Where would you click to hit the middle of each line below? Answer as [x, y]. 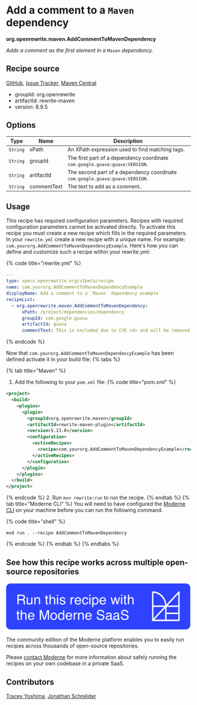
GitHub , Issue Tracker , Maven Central [51, 83]
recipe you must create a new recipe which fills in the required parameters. [97, 233]
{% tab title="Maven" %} [36, 371]
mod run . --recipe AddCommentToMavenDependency [67, 533]
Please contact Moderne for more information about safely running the [91, 657]
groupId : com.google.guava [55, 318]
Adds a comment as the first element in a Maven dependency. [80, 50]
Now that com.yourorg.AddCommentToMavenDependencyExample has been [90, 353]
